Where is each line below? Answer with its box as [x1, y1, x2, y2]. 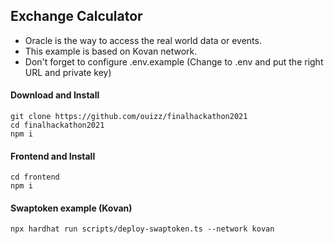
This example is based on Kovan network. [24, 45, 198, 57]
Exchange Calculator [10, 8, 143, 25]
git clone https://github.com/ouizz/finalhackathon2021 [10, 112, 248, 122]
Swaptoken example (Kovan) [10, 202, 133, 214]
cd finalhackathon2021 [10, 120, 105, 131]
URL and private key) [24, 66, 112, 78]
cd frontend [10, 172, 60, 183]
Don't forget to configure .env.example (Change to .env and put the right [24, 55, 324, 68]
